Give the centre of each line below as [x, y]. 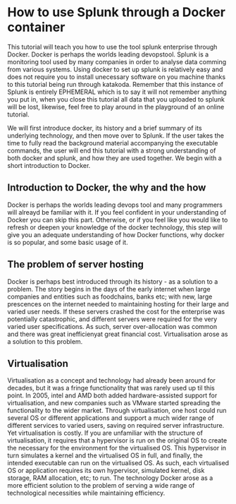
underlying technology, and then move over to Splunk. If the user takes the [116, 136]
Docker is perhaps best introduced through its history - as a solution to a [113, 281]
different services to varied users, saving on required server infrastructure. [116, 426]
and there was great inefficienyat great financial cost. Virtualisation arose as [118, 334]
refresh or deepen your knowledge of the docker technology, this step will [115, 227]
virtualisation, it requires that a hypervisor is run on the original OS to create [117, 440]
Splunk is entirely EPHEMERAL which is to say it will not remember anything [117, 92]
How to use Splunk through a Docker [116, 12]
